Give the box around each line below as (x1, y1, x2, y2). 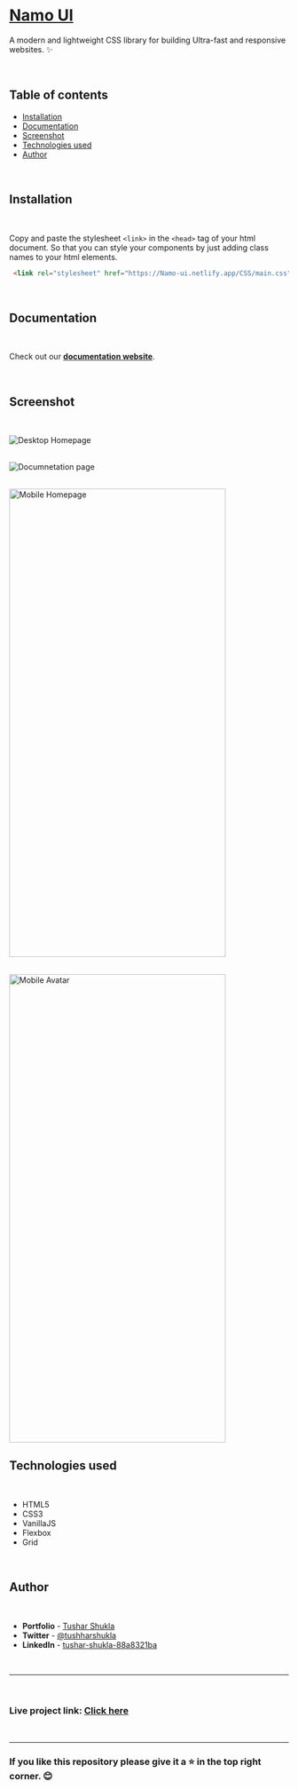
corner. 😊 (9, 1769, 53, 1782)
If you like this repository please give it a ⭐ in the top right (9, 1755, 262, 1768)
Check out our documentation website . (9, 352, 155, 362)
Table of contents (9, 88, 108, 103)
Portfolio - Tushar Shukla (21, 1620, 115, 1631)
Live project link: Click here (9, 1704, 129, 1716)
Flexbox (21, 1527, 51, 1538)
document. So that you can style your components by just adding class (9, 241, 269, 253)
